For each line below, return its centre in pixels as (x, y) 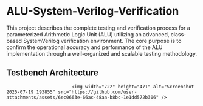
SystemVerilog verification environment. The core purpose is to (102, 41)
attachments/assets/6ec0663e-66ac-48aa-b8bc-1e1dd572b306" (83, 97)
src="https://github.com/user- (98, 92)
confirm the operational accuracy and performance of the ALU (84, 47)
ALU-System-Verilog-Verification (93, 11)
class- (178, 34)
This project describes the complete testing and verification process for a (98, 28)
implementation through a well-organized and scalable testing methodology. (102, 53)
